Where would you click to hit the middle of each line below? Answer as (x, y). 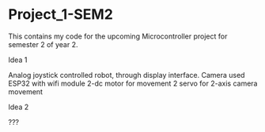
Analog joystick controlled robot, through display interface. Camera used (127, 75)
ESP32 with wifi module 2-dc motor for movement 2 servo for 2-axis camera (133, 83)
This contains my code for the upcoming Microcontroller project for (118, 36)
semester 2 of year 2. (43, 44)
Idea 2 (19, 107)
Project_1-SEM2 (61, 15)
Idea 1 (18, 60)
